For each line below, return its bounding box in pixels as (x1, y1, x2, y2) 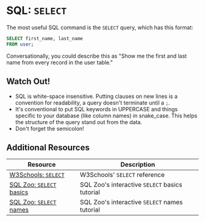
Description (120, 161, 156, 169)
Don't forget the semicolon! (15, 125, 84, 132)
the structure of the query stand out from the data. (15, 118, 142, 125)
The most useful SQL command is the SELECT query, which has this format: (6, 24, 193, 31)
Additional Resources (6, 142, 90, 153)
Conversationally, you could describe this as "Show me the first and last (6, 52, 187, 60)
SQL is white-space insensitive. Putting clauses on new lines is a (15, 92, 178, 100)
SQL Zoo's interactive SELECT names (79, 198, 183, 207)
